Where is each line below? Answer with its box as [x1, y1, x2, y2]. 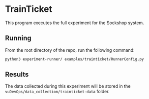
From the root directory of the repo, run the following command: [5, 47, 135, 53]
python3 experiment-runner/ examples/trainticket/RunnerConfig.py [5, 57, 144, 62]
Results [5, 70, 29, 79]
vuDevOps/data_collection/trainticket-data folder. [5, 89, 110, 95]
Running [5, 34, 32, 42]
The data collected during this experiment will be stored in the [5, 83, 131, 89]
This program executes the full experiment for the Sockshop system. [5, 20, 144, 26]
